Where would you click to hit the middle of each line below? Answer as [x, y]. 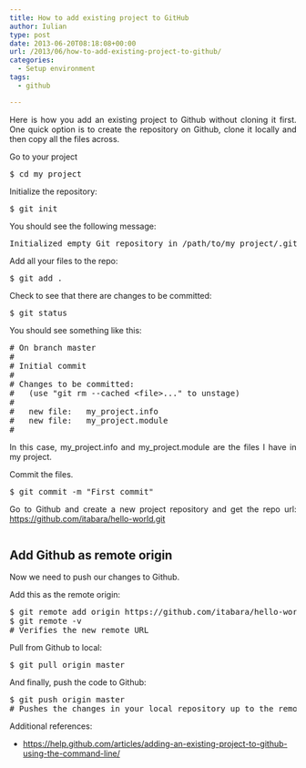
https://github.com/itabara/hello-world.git [87, 518]
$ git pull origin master [67, 665]
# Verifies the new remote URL [79, 630]
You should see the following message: [83, 226]
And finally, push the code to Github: [78, 682]
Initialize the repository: [53, 191]
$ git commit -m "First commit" [82, 492]
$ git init [34, 209]
